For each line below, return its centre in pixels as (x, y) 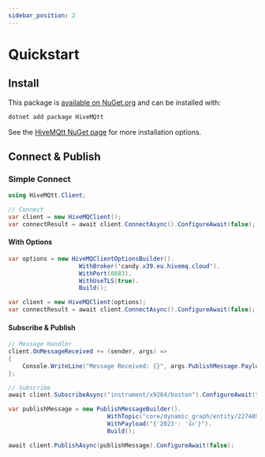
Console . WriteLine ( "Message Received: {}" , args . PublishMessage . (132, 366)
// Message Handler (40, 344)
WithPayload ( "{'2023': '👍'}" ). (159, 424)
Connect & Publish (54, 156)
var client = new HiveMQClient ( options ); (77, 303)
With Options (30, 242)
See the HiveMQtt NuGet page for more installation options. (105, 132)
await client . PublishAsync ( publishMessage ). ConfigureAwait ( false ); (121, 445)
